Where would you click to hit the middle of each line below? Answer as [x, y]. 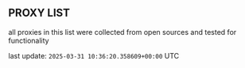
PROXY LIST [39, 13]
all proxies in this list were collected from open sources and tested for [122, 32]
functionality [29, 40]
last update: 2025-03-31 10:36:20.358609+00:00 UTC [94, 55]
